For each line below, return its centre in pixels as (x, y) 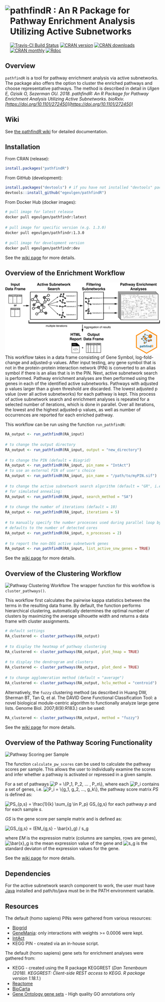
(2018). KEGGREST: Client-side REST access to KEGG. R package (79, 973)
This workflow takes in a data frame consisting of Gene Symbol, (70, 357)
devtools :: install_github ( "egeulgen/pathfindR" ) (56, 193)
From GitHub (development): (34, 178)
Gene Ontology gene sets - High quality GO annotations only (73, 994)
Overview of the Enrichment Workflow (65, 273)
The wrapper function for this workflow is (113, 586)
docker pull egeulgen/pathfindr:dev (42, 248)
